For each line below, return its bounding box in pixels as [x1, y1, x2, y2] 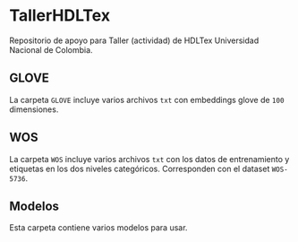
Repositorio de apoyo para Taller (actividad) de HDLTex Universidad [9, 35, 260, 46]
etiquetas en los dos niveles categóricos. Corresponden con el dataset [9, 163, 270, 174]
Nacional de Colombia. [9, 44, 93, 55]
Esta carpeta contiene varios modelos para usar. [9, 222, 188, 233]
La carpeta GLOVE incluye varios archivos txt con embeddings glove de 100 [9, 94, 285, 105]
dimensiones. [9, 104, 59, 115]
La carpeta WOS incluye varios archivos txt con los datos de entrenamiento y [9, 153, 290, 164]
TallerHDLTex [9, 5, 110, 26]
